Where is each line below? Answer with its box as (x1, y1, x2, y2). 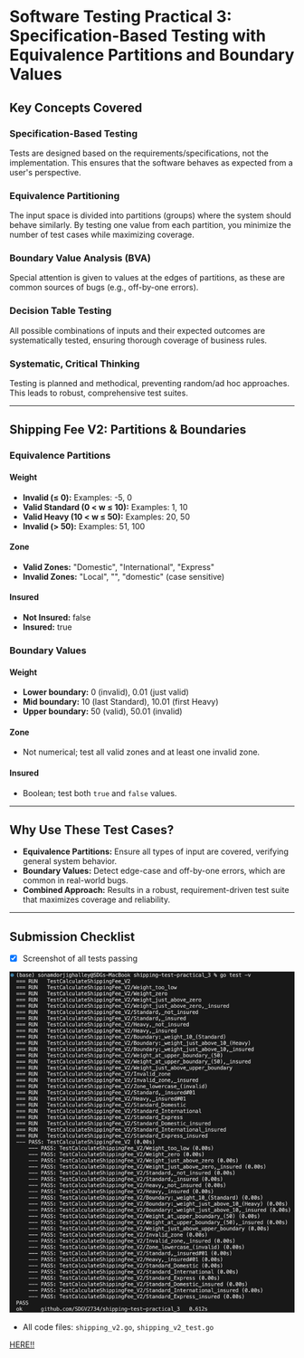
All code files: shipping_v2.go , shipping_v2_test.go (22, 1322, 214, 1333)
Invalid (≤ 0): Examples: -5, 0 (22, 491, 133, 503)
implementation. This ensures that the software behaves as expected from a (9, 157, 294, 168)
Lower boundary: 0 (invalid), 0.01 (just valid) (22, 687, 190, 698)
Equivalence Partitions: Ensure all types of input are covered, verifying (22, 846, 290, 857)
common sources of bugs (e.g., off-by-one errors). (9, 282, 199, 293)
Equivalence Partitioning (9, 189, 120, 202)
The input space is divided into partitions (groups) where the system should (9, 210, 292, 221)
